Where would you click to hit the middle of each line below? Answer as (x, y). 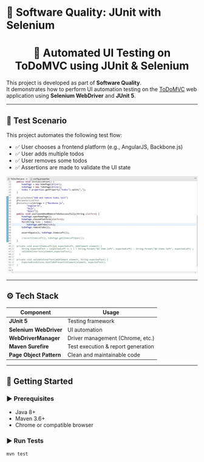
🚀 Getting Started (40, 382)
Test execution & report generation (111, 347)
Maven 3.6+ (30, 418)
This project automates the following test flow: (64, 135)
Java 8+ (25, 412)
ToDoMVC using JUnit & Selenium (102, 66)
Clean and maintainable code (104, 355)
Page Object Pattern (35, 355)
